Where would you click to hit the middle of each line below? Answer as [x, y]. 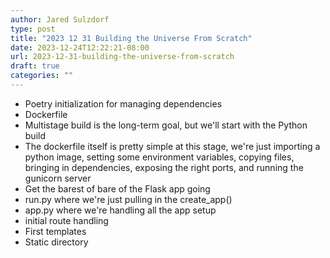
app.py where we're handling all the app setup [120, 210]
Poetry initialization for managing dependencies [123, 103]
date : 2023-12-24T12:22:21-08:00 [80, 47]
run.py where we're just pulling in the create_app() [128, 199]
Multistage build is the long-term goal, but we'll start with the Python [166, 125]
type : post [33, 29]
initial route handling [66, 220]
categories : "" [42, 76]
